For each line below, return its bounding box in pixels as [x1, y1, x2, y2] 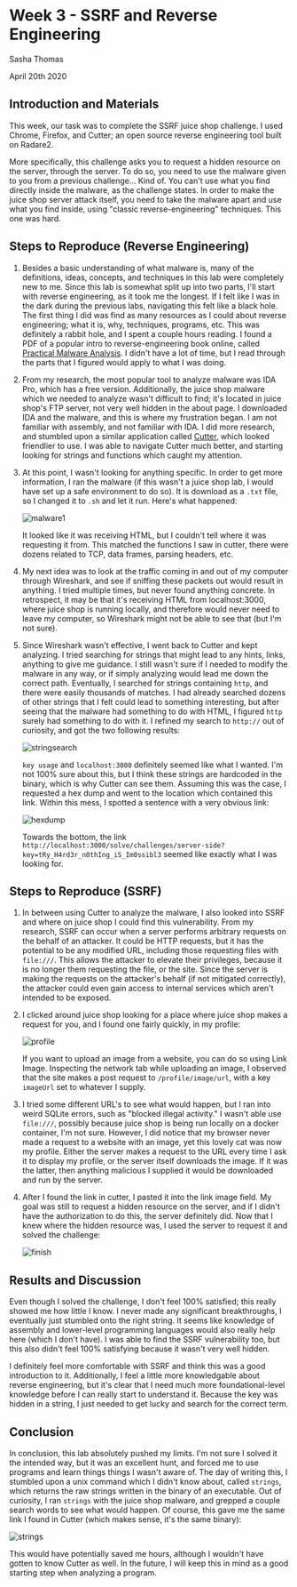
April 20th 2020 [9, 70, 67, 81]
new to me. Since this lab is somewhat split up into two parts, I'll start [21, 281, 275, 292]
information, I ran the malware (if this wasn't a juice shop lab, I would [21, 477, 274, 487]
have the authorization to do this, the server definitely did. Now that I [21, 1211, 273, 1222]
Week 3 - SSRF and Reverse [9, 5, 218, 26]
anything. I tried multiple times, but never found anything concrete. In [21, 584, 275, 596]
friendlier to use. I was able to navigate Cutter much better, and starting [21, 440, 284, 451]
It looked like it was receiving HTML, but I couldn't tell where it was [21, 530, 267, 541]
